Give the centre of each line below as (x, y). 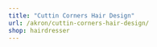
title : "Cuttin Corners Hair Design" (72, 16)
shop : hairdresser (39, 30)
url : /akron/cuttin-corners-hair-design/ (79, 23)
